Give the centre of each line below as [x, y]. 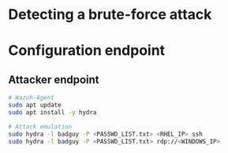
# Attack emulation [40, 127]
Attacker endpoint [54, 79]
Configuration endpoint [87, 51]
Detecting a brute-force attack [110, 15]
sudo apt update [35, 105]
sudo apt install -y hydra [52, 112]
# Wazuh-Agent [32, 98]
